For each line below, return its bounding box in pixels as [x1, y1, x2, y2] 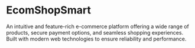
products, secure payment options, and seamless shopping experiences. [6, 29, 184, 36]
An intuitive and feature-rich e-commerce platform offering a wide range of [6, 23, 189, 30]
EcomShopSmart [6, 4, 92, 17]
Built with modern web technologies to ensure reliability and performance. [6, 35, 187, 42]
